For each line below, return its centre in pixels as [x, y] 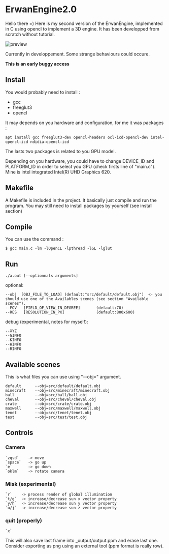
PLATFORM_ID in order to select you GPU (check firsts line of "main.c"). [80, 166]
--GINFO [13, 336]
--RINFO [13, 349]
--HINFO [13, 344]
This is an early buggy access [37, 64]
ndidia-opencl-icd [50, 142]
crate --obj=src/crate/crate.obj [49, 404]
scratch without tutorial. [30, 34]
